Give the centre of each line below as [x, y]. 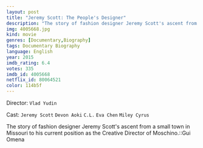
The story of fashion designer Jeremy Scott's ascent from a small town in [98, 126]
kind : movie [21, 35]
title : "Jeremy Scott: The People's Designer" [66, 18]
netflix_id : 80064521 [34, 80]
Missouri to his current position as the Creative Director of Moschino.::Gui [98, 133]
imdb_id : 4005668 [28, 74]
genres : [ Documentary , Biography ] [49, 40]
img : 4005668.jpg [28, 29]
